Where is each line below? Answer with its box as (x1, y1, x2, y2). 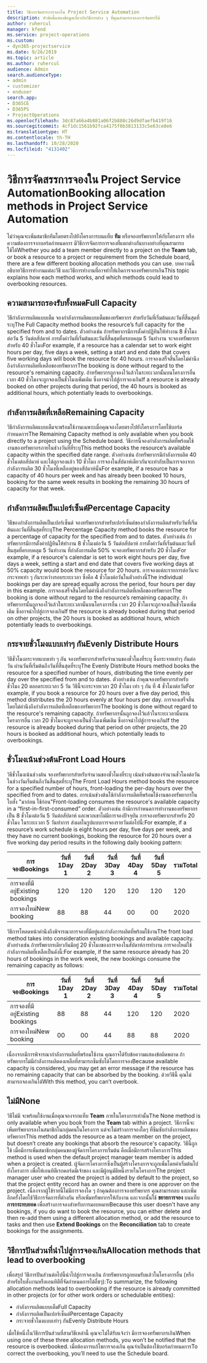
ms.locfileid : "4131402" (7, 146, 71, 152)
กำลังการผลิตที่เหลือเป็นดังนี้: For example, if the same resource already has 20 (7, 948, 189, 955)
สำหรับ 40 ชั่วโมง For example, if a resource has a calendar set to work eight (7, 342, 192, 349)
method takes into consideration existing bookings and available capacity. (7, 934, 194, 942)
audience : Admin (7, 66, 49, 72)
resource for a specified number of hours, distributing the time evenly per (7, 669, 193, 676)
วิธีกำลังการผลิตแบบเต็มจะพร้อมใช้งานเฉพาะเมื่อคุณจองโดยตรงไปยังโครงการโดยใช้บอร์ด (7, 423, 182, 431)
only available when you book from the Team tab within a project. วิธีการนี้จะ (7, 1119, 195, 1127)
